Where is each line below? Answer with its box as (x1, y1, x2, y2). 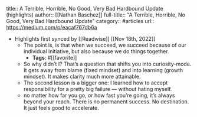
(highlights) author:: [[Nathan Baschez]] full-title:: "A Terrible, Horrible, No (6, 11, 186, 18)
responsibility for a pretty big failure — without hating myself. (23, 86, 172, 92)
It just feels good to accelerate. (23, 105, 99, 111)
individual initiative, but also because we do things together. (23, 48, 169, 55)
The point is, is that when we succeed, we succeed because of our (23, 41, 187, 48)
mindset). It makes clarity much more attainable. (23, 73, 141, 80)
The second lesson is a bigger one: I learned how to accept (23, 79, 168, 86)
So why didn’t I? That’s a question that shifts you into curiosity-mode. (23, 60, 192, 67)
